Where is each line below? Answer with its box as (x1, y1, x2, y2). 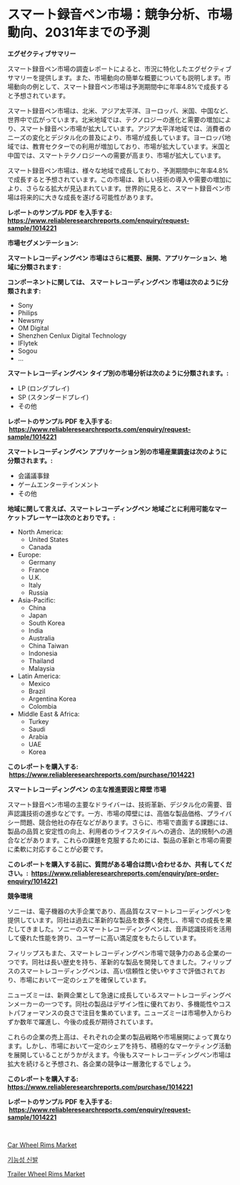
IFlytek (17, 338, 38, 347)
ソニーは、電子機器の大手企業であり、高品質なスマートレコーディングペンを (7, 907, 232, 915)
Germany (28, 558, 56, 566)
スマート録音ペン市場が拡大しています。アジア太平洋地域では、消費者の (19, 124, 231, 133)
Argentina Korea (28, 694, 76, 703)
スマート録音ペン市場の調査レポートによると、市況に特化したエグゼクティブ (7, 64, 232, 73)
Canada (28, 543, 52, 551)
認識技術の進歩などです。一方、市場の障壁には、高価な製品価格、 (13, 809, 207, 817)
